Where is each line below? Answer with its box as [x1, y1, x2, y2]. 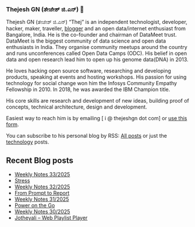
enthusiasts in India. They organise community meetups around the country [6, 44, 187, 51]
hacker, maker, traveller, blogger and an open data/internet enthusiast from [6, 25, 186, 32]
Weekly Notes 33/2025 [14, 171, 70, 178]
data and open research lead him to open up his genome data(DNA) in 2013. [6, 56, 189, 63]
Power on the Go [14, 202, 55, 209]
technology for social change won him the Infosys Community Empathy [6, 80, 178, 87]
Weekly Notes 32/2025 [14, 183, 70, 190]
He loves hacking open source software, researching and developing [6, 67, 172, 75]
